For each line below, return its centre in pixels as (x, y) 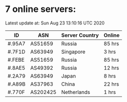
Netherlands (76, 92)
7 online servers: (41, 9)
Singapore (73, 52)
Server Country (80, 35)
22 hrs (112, 84)
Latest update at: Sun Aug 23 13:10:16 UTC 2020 (55, 23)
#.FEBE (16, 60)
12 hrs (112, 68)
